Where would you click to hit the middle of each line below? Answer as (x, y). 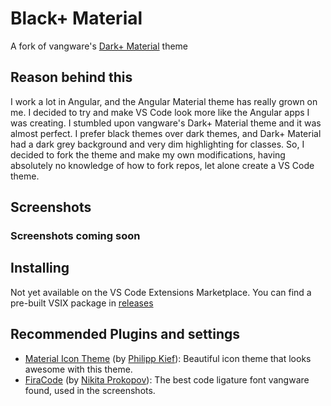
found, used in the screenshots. (90, 390)
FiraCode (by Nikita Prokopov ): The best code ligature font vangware (167, 379)
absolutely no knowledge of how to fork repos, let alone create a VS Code (162, 165)
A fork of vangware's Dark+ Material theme (99, 46)
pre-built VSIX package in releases (82, 303)
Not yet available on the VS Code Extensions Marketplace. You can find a (161, 292)
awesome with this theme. (78, 369)
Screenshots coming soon (75, 236)
